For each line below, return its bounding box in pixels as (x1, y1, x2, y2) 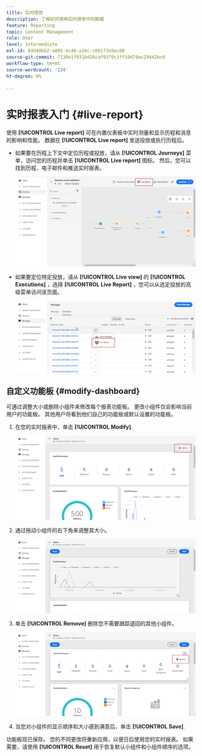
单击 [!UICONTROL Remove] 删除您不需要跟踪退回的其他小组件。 (14, 619, 177, 627)
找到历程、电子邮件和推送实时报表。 (14, 164, 105, 171)
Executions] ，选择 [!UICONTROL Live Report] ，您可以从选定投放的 (14, 280, 186, 288)
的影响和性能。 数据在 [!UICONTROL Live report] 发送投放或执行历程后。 (6, 137, 188, 144)
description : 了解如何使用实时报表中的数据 (6, 16, 104, 22)
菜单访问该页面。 (20, 288, 63, 295)
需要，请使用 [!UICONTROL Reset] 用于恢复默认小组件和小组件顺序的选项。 (6, 743, 194, 751)
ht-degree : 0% (6, 73, 42, 79)
